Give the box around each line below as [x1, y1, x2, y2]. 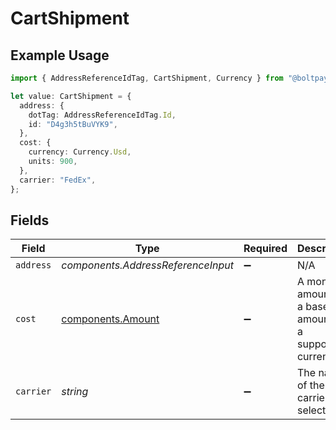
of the [296, 378, 325, 392]
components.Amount [61, 312, 160, 326]
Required [243, 242, 288, 256]
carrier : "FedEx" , [19, 175, 97, 185]
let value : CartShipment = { [10, 91, 132, 101]
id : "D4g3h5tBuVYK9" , [28, 119, 118, 129]
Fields [10, 212, 50, 229]
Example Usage [10, 47, 110, 64]
